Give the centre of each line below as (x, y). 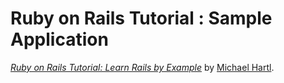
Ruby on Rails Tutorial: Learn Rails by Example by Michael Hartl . (142, 67)
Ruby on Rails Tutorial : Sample (141, 18)
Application (59, 39)
